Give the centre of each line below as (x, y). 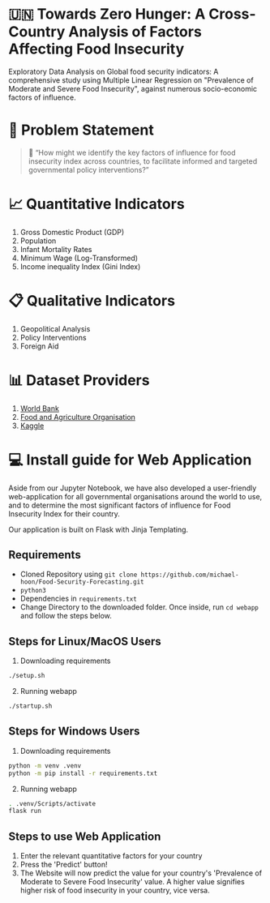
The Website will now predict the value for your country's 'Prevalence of (141, 873)
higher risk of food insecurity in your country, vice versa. (115, 890)
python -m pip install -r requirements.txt (83, 773)
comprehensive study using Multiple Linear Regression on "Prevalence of (131, 80)
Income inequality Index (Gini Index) (80, 266)
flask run (25, 811)
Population (38, 241)
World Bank (39, 408)
